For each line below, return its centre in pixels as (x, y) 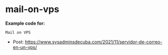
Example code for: (25, 23)
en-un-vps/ (25, 47)
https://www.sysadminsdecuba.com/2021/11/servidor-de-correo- (94, 42)
